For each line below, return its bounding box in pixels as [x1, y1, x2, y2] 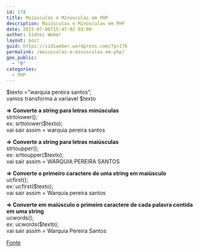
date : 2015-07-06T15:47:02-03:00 [6, 26, 92, 32]
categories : [6, 66, 37, 72]
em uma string [6, 208, 44, 215]
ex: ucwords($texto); [6, 221, 60, 228]
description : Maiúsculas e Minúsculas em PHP [6, 20, 125, 26]
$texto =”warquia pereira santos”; [6, 88, 92, 96]
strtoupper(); [6, 145, 39, 152]
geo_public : [6, 55, 37, 61]
